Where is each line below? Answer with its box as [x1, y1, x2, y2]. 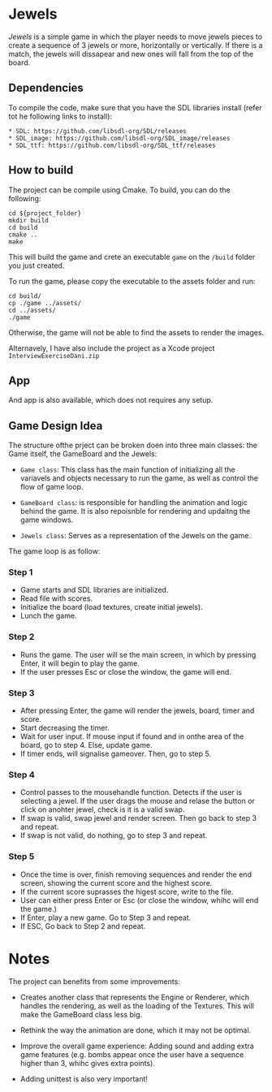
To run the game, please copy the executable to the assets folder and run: [8, 276, 256, 286]
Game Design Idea [8, 419, 103, 433]
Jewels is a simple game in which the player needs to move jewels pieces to [8, 32, 262, 41]
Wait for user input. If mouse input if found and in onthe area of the [19, 732, 244, 741]
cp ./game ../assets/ [8, 299, 82, 307]
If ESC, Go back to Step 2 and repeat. [19, 921, 146, 930]
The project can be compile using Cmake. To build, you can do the [8, 184, 231, 195]
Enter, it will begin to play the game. [19, 658, 140, 668]
